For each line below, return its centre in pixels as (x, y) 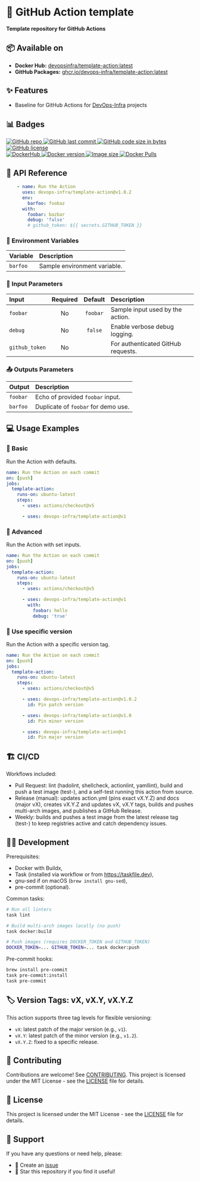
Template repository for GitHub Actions (56, 29)
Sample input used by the (146, 309)
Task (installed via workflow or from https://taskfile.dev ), (84, 874)
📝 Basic (17, 448)
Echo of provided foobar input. (78, 397)
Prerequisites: (23, 856)
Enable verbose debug (143, 326)
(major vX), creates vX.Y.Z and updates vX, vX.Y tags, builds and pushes (104, 805)
